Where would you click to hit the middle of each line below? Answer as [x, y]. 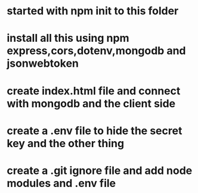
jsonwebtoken [43, 63]
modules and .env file [61, 183]
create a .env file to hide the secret [95, 131]
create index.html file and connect [94, 91]
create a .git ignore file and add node [100, 170]
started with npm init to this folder [93, 11]
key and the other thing [66, 143]
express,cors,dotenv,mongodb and [96, 51]
